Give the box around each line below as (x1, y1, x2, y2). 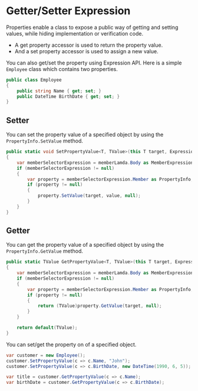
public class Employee (6, 77, 62, 83)
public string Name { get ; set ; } (16, 88, 101, 94)
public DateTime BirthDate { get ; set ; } (16, 93, 120, 99)
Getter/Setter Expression (6, 4, 131, 18)
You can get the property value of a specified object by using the (6, 241, 164, 248)
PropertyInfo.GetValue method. (6, 247, 84, 255)
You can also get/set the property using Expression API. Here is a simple (6, 59, 182, 66)
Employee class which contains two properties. (6, 65, 118, 72)
